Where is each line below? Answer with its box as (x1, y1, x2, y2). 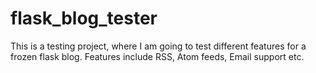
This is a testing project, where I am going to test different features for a (10, 40, 307, 52)
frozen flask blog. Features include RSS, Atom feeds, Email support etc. (10, 50, 305, 62)
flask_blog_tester (10, 7, 158, 30)
